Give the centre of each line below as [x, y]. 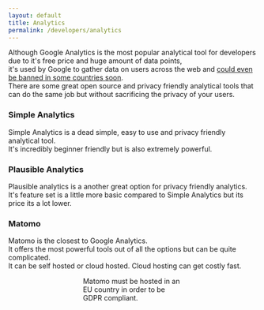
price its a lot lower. [40, 203]
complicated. [30, 258]
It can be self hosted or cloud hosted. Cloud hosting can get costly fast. [125, 266]
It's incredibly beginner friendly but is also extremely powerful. [110, 149]
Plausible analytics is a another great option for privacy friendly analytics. [128, 186]
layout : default [35, 15]
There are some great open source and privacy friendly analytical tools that [131, 86]
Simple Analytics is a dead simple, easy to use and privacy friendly [117, 132]
